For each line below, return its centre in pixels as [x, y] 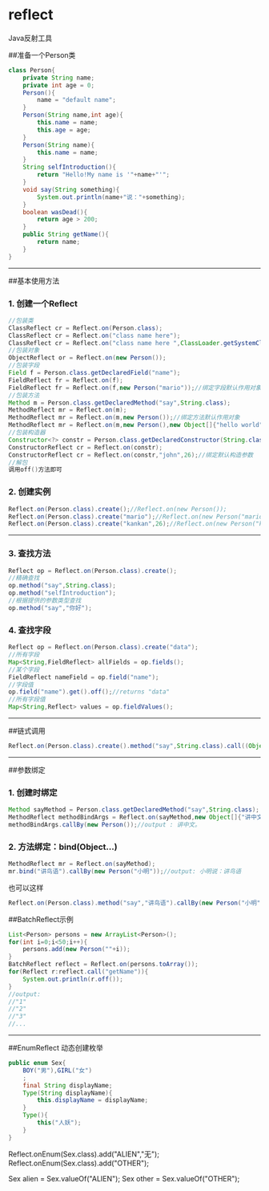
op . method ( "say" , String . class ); [62, 586]
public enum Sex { [37, 1063]
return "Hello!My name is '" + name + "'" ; [104, 175]
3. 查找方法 [30, 554]
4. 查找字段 [30, 630]
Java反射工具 [30, 38]
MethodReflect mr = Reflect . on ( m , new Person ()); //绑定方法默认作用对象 [124, 418]
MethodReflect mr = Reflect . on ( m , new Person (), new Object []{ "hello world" [136, 425]
